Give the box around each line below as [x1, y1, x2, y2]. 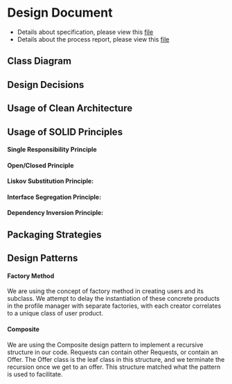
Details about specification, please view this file [17, 28, 154, 36]
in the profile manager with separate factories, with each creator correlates [7, 302, 222, 310]
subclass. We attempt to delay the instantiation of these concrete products [7, 295, 220, 303]
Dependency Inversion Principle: [7, 209, 104, 217]
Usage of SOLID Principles [7, 126, 123, 138]
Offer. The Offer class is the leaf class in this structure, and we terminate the [7, 355, 225, 363]
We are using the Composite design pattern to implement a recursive [7, 340, 204, 349]
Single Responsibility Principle [7, 146, 97, 154]
